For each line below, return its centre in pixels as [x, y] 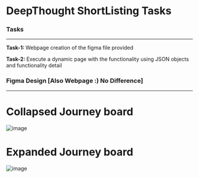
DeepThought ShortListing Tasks [89, 11]
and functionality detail [34, 66]
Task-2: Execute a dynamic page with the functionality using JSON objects [98, 59]
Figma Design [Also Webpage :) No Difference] [75, 81]
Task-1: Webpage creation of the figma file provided [70, 48]
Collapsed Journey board [70, 111]
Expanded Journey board [70, 152]
